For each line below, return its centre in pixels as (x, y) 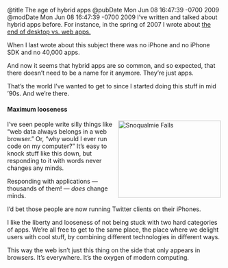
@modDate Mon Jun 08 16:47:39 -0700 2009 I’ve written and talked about (112, 17)
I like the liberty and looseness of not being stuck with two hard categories (112, 223)
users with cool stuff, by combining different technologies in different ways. (114, 237)
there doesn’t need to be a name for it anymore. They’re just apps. (100, 73)
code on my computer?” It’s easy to (57, 146)
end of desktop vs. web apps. (49, 32)
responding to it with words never (54, 161)
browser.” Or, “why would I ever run (57, 139)
